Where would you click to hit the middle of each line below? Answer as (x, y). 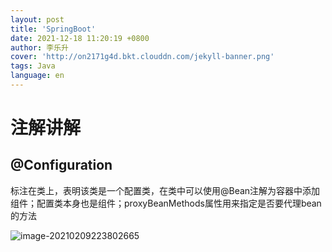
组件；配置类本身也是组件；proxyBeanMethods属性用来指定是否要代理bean (166, 203)
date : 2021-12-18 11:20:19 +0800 (80, 38)
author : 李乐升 (39, 47)
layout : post (37, 19)
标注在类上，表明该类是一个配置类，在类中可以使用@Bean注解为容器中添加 (165, 190)
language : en (37, 76)
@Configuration (61, 165)
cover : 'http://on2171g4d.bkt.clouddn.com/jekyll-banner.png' (142, 57)
